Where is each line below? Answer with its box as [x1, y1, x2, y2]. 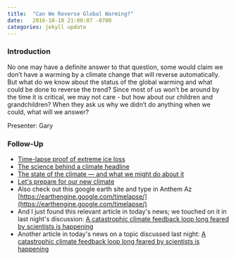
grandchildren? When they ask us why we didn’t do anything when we [7, 100, 211, 109]
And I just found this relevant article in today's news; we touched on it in [17, 207, 227, 216]
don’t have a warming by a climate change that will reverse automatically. [7, 70, 220, 78]
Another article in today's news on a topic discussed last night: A [17, 230, 206, 238]
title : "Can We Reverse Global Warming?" [7, 10, 134, 18]
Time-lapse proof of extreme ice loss [17, 154, 125, 163]
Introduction [7, 47, 51, 56]
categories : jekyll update [7, 23, 87, 30]
